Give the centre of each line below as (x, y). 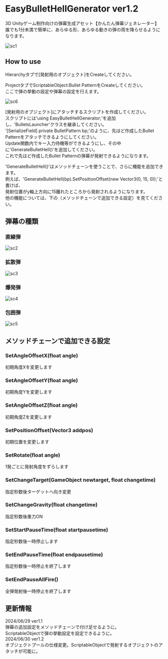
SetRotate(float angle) (33, 455)
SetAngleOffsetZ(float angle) (41, 405)
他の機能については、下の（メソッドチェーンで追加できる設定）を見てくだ (82, 198)
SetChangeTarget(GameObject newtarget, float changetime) (80, 480)
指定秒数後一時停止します (32, 541)
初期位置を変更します (27, 442)
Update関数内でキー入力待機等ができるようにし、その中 (63, 143)
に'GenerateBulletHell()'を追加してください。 (51, 149)
